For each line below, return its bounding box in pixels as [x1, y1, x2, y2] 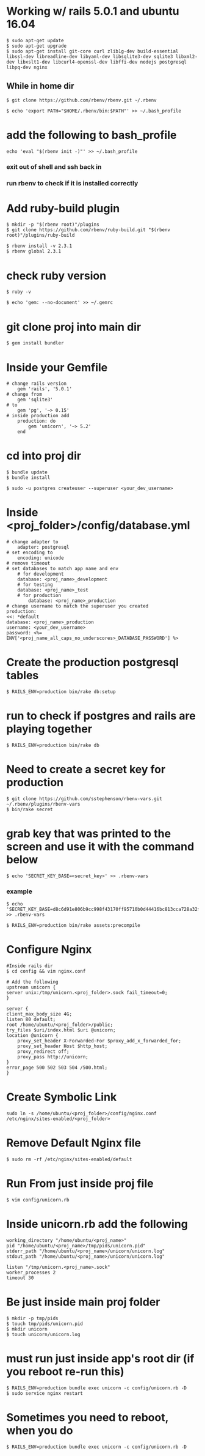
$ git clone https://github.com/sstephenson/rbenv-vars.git [6, 795, 163, 802]
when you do [6, 1424, 73, 1437]
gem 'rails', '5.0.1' [17, 386, 72, 392]
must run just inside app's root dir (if [6, 1352, 195, 1365]
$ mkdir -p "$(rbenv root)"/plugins [6, 221, 99, 228]
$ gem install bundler [6, 340, 64, 346]
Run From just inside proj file [6, 1176, 154, 1190]
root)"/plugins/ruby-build [6, 232, 75, 239]
